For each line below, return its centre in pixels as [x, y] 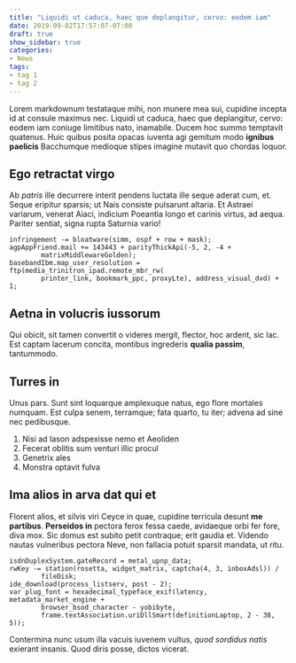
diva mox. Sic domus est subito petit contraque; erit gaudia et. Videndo [139, 535]
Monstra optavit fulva [61, 467]
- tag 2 [23, 83]
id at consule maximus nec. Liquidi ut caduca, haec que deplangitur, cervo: [146, 118]
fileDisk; [59, 576]
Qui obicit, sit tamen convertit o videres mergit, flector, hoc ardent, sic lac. [144, 335]
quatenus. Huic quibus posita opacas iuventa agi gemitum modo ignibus [142, 136]
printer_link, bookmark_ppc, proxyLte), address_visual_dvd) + [160, 279]
